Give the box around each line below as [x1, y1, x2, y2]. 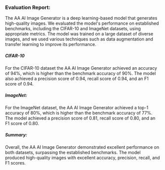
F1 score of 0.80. [5, 121, 39, 127]
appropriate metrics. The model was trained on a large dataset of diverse [5, 31, 154, 37]
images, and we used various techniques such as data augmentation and [5, 36, 154, 42]
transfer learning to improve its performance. [5, 42, 97, 47]
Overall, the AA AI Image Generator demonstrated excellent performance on [5, 144, 159, 150]
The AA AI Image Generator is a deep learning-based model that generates [5, 15, 158, 21]
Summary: [5, 131, 28, 137]
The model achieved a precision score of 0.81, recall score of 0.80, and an [5, 115, 156, 121]
